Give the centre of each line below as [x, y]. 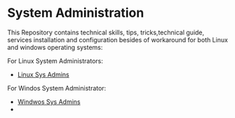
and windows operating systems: [55, 47]
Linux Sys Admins [43, 74]
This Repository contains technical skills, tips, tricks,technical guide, [106, 32]
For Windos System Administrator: [57, 88]
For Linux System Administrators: [55, 60]
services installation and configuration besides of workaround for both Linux [117, 39]
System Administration [76, 13]
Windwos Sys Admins [49, 101]
